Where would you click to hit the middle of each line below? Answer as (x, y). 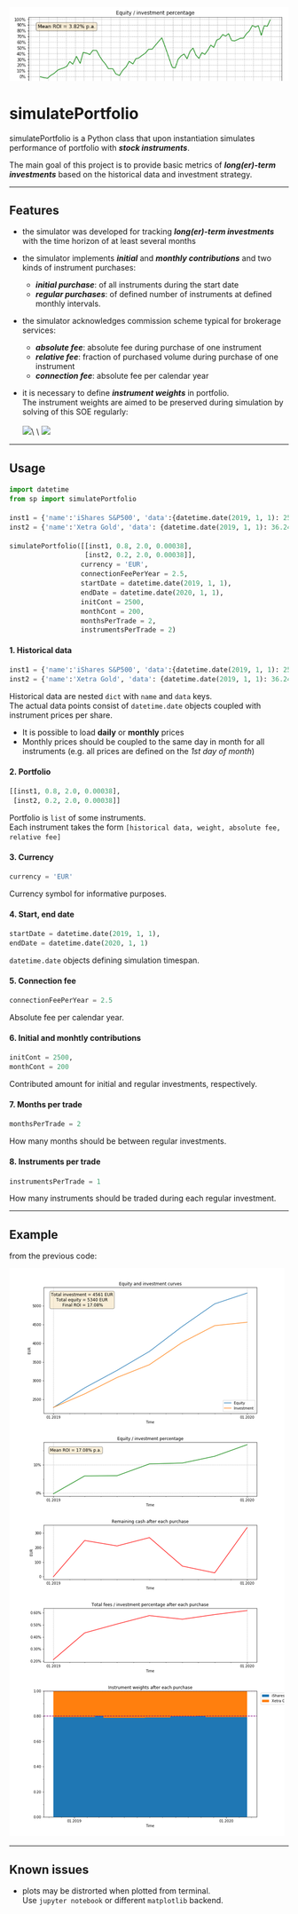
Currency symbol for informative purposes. (88, 894)
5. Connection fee (43, 981)
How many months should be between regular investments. (118, 1141)
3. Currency (32, 857)
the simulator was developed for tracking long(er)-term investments (148, 232)
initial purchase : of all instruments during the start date (137, 285)
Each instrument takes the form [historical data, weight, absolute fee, (145, 827)
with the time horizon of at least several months (109, 241)
